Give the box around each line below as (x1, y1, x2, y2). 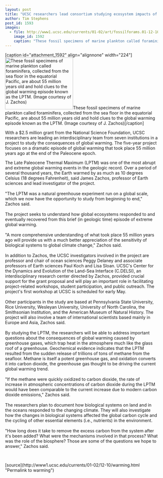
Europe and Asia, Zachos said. (5, 319, 66, 325)
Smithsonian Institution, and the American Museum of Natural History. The (5, 309, 154, 315)
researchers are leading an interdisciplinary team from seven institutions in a (5, 134, 158, 141)
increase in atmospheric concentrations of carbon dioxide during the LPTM (5, 381, 155, 387)
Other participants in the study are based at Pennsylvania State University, (5, 299, 154, 305)
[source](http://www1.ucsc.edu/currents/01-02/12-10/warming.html (5, 462, 140, 468)
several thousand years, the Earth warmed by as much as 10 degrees (5, 170, 143, 176)
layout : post (5, 7, 32, 12)
